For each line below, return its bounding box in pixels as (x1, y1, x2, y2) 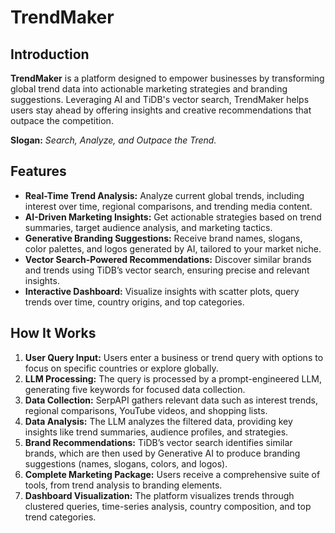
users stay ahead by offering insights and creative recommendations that (10, 104, 312, 116)
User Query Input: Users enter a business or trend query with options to (24, 351, 324, 363)
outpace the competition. (10, 115, 114, 126)
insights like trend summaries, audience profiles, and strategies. (24, 426, 289, 438)
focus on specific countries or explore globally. (24, 362, 219, 374)
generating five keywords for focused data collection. (24, 383, 246, 395)
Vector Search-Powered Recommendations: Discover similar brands (24, 253, 312, 265)
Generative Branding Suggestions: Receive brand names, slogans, (24, 232, 303, 244)
